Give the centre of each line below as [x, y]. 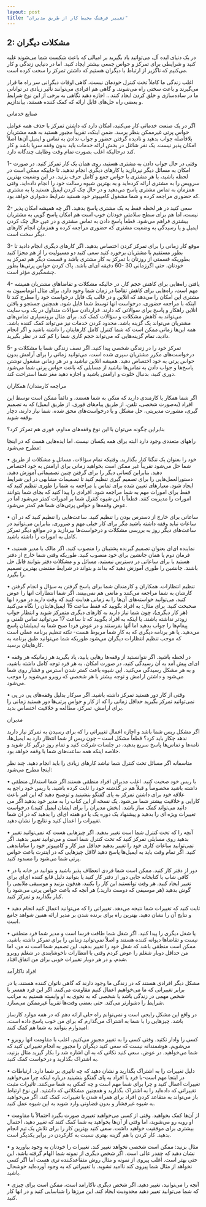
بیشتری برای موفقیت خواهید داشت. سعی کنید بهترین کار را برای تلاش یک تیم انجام [101, 1128]
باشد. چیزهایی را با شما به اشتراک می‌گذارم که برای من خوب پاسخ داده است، [95, 1021]
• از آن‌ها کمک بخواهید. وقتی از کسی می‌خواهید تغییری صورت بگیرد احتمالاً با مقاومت [103, 1115]
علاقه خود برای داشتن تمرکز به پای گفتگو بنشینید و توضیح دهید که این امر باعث [96, 794]
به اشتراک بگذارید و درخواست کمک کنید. [53, 1059]
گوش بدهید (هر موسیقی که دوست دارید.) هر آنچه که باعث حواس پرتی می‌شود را [99, 890]
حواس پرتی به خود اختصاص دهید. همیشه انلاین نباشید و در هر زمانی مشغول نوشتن [101, 361]
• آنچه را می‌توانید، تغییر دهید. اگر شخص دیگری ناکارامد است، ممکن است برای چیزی [103, 1185]
